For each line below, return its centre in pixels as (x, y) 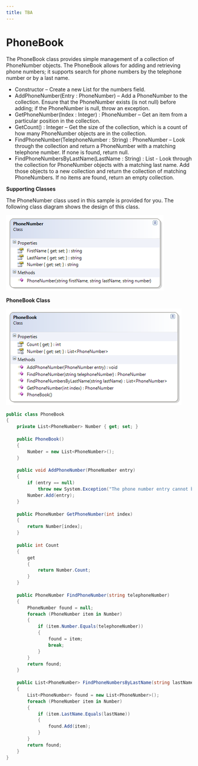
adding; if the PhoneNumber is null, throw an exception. (82, 108)
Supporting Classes (31, 189)
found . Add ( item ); (70, 726)
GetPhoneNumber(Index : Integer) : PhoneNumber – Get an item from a (101, 114)
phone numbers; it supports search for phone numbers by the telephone (94, 72)
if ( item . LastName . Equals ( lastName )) (84, 714)
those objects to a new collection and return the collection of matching (100, 171)
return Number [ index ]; (55, 527)
